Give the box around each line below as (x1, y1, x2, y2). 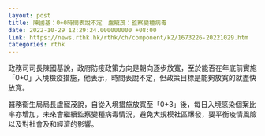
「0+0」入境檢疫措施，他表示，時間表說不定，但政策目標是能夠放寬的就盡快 (8, 73, 256, 83)
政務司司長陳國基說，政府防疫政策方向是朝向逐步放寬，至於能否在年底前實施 (8, 64, 257, 73)
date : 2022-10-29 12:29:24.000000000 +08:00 (8, 26, 157, 34)
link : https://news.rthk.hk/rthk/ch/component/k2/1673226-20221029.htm (8, 33, 248, 42)
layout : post (8, 11, 51, 20)
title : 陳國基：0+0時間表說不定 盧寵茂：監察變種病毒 (8, 19, 167, 27)
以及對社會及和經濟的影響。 (8, 119, 99, 129)
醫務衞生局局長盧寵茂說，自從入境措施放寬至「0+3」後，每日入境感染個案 (8, 100, 250, 109)
